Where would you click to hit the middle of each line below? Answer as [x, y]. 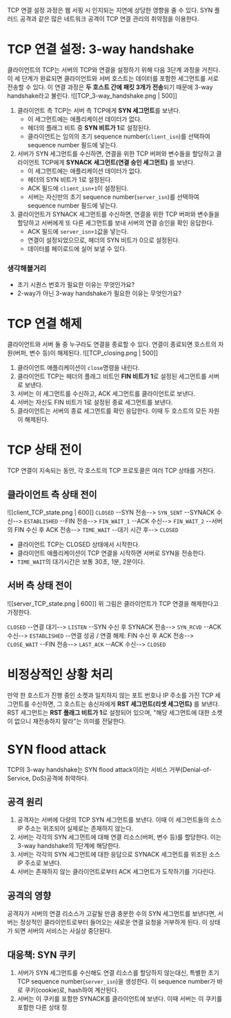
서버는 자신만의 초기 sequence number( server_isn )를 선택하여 [113, 196]
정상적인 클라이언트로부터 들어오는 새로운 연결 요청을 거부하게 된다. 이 [114, 923]
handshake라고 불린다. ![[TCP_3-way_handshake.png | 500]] [92, 95]
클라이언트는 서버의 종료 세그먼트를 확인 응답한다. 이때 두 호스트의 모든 [112, 411]
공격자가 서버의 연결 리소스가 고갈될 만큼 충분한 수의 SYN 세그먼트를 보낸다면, [112, 914]
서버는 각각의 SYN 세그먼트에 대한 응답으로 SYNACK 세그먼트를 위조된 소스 [119, 854]
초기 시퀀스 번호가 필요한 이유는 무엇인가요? [76, 285]
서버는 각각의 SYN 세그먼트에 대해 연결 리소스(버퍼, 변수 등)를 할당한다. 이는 [119, 837]
